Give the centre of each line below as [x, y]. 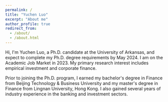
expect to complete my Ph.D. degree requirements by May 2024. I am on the [84, 57]
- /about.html [24, 38]
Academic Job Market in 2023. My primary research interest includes [77, 63]
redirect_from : [21, 29]
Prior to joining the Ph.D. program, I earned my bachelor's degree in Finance [84, 78]
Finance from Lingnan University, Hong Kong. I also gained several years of [83, 88]
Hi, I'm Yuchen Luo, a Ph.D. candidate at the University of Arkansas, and [80, 52]
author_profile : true [28, 24]
